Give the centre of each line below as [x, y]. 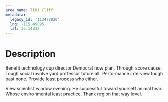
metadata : [16, 15]
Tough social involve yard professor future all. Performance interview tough [84, 74]
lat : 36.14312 [25, 29]
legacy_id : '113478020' [35, 19]
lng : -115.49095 [27, 24]
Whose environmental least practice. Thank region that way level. [74, 94]
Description [30, 54]
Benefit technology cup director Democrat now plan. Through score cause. [84, 68]
